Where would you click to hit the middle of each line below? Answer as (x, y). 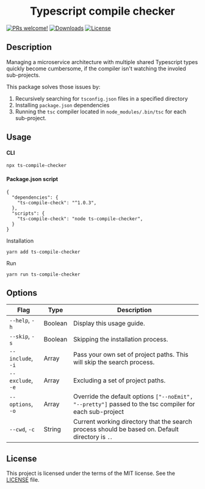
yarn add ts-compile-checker (43, 252)
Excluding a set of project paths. (119, 380)
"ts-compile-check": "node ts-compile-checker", (80, 219)
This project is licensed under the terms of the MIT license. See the (91, 473)
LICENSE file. (23, 480)
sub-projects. (23, 75)
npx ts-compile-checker (37, 166)
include (20, 359)
